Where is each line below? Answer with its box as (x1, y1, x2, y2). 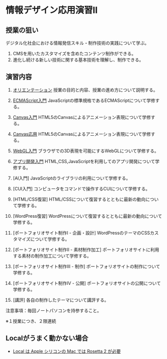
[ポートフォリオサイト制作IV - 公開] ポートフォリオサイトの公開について (12, 280, 161, 286)
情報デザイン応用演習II (5, 4, 98, 16)
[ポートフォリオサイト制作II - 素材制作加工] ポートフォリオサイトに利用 (12, 247, 160, 253)
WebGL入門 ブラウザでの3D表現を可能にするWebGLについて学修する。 (12, 148, 159, 154)
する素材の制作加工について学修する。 (12, 253, 91, 259)
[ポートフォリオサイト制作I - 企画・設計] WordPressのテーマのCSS (12, 230, 151, 236)
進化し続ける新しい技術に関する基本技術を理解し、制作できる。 (12, 57, 144, 63)
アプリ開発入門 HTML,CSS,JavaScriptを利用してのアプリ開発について (12, 158, 156, 164)
